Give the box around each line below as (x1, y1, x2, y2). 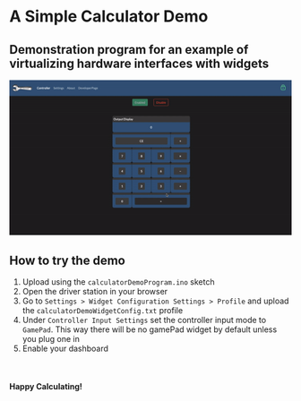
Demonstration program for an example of (9, 42, 249, 57)
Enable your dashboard (21, 343, 109, 354)
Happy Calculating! (9, 380, 83, 391)
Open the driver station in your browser (21, 286, 168, 296)
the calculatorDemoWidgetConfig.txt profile (21, 305, 184, 315)
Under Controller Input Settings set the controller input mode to (21, 315, 267, 325)
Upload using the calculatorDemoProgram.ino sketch (21, 277, 215, 287)
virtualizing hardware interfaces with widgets (9, 55, 270, 71)
